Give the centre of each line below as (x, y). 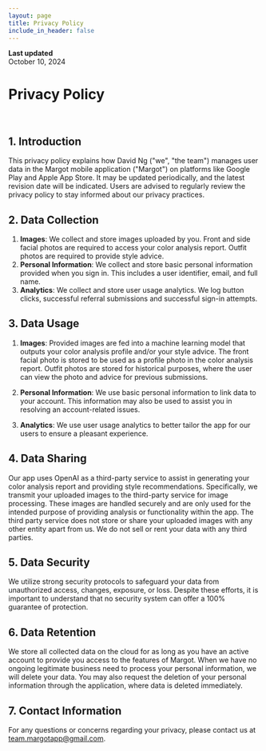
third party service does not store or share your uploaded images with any (131, 520)
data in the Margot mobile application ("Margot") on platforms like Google (129, 170)
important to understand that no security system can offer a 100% (117, 599)
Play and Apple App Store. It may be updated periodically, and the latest (127, 178)
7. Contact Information (65, 711)
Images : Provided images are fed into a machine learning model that (133, 343)
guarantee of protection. (48, 607)
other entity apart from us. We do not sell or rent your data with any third (128, 529)
